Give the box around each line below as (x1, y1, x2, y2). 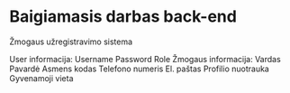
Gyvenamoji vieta (9, 72, 74, 83)
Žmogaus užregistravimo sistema (9, 36, 133, 47)
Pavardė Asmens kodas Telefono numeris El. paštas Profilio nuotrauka (9, 63, 270, 74)
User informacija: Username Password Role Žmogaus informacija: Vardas (9, 53, 281, 64)
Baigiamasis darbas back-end (9, 6, 237, 27)
